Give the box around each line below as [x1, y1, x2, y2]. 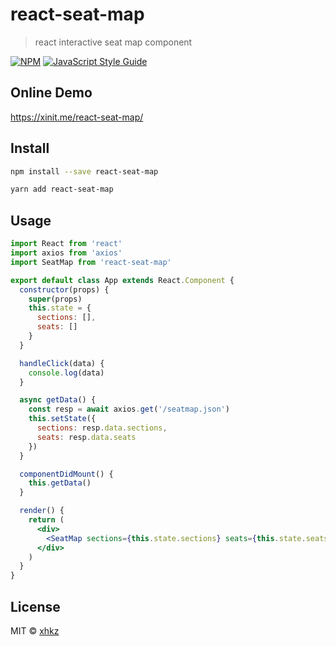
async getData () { [19, 395, 97, 405]
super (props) [28, 294, 83, 304]
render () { [19, 506, 65, 516]
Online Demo [10, 84, 93, 102]
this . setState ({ [28, 414, 97, 424]
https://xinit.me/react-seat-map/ [10, 111, 144, 123]
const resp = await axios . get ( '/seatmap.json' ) [28, 404, 230, 415]
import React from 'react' [10, 239, 123, 249]
